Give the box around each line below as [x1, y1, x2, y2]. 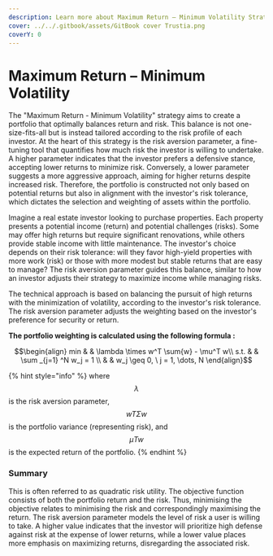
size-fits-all [8, 128, 47, 138]
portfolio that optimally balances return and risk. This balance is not [8, 119, 234, 129]
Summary [8, 468, 49, 479]
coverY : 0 [8, 30, 42, 38]
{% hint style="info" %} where [8, 371, 110, 381]
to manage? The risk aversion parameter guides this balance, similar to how [8, 265, 262, 274]
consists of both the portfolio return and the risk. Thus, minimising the [8, 495, 242, 505]
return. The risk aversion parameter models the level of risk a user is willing [8, 512, 261, 522]
